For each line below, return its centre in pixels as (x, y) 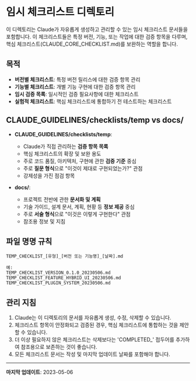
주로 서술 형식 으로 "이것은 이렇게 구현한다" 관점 (77, 214)
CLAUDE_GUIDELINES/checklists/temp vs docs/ (95, 120)
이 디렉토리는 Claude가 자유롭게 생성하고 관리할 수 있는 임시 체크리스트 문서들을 (97, 29)
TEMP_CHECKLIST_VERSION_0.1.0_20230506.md (58, 273)
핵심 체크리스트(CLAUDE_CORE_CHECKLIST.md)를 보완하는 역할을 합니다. (92, 44)
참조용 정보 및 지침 (44, 221)
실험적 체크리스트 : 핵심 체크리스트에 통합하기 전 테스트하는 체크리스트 (93, 101)
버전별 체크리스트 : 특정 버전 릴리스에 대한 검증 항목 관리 (77, 79)
